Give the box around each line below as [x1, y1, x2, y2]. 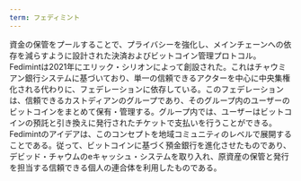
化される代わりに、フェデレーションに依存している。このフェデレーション [9, 83, 285, 94]
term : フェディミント [9, 13, 81, 22]
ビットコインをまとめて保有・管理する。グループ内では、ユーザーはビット [9, 106, 285, 116]
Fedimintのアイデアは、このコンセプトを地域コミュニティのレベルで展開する [9, 128, 292, 139]
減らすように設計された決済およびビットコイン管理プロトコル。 [24, 50, 261, 61]
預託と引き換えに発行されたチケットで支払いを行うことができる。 [32, 117, 277, 128]
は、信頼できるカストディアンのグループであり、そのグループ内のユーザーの [9, 95, 290, 106]
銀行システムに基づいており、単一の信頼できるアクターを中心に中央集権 [24, 73, 291, 83]
